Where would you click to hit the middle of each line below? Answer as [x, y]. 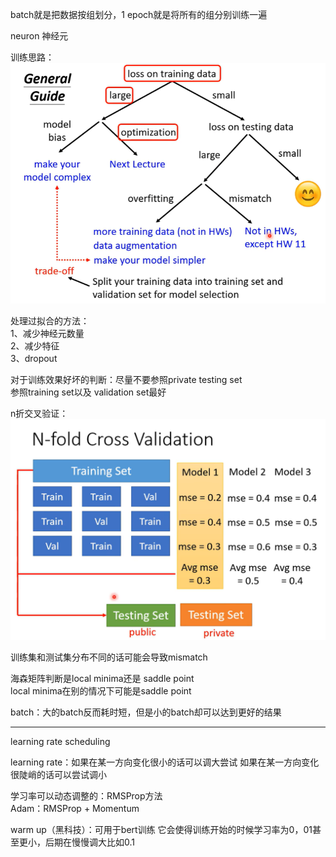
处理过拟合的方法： [50, 320]
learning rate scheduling [60, 741]
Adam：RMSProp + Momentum [75, 808]
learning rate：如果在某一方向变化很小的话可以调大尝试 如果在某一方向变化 [165, 762]
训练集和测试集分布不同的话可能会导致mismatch [109, 657]
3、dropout [34, 358]
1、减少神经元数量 [47, 333]
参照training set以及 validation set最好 [88, 392]
